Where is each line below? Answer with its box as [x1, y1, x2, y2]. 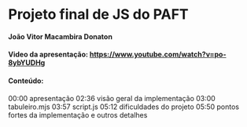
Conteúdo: [8, 76, 44, 85]
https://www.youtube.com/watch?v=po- [89, 49, 227, 60]
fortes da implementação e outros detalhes [8, 110, 148, 119]
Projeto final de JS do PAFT [8, 5, 189, 24]
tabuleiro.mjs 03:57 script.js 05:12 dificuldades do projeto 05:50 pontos [8, 102, 240, 111]
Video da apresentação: [8, 49, 89, 60]
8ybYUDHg [8, 58, 46, 67]
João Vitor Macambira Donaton [8, 31, 112, 41]
